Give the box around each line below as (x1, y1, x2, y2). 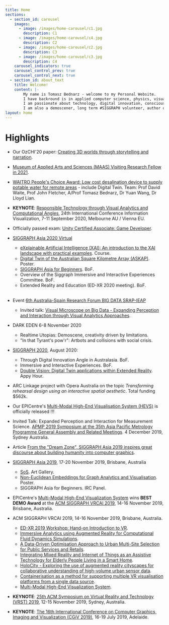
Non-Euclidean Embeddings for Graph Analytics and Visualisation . (20, 474, 157, 480)
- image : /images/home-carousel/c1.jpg (18, 26, 102, 31)
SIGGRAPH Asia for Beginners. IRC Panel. (20, 484, 107, 491)
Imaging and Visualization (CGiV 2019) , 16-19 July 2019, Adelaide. (12, 614, 149, 620)
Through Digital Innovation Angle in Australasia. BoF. (20, 357, 129, 363)
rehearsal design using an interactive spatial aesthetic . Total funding (12, 388, 155, 394)
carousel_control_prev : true (14, 68, 75, 74)
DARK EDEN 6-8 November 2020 (12, 322, 81, 328)
